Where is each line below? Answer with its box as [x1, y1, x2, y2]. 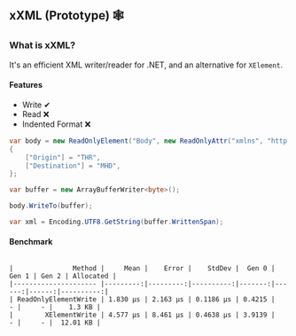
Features [9, 80, 43, 90]
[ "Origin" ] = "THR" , [25, 152, 101, 162]
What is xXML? [9, 39, 76, 51]
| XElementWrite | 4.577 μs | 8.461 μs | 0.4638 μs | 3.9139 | [9, 310, 276, 320]
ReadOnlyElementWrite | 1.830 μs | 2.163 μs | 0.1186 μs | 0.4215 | [17, 295, 276, 304]
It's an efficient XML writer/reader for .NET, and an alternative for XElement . [9, 59, 284, 70]
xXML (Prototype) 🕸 [9, 8, 125, 23]
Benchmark [9, 237, 53, 247]
